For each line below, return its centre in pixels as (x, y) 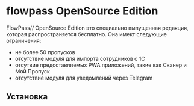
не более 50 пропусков (45, 52)
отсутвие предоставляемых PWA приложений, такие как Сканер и (101, 65)
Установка (27, 97)
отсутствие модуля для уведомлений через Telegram (84, 78)
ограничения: (24, 40)
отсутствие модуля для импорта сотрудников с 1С (80, 58)
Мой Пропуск (32, 71)
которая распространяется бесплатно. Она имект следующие (87, 34)
